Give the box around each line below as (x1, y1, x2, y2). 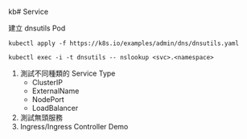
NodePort (31, 95, 64, 104)
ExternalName (31, 86, 80, 96)
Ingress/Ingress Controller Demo (19, 122, 129, 131)
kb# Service (8, 7, 49, 16)
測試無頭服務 (19, 112, 63, 122)
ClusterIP (31, 78, 63, 87)
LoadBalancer (31, 104, 79, 112)
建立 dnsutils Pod (8, 23, 66, 33)
